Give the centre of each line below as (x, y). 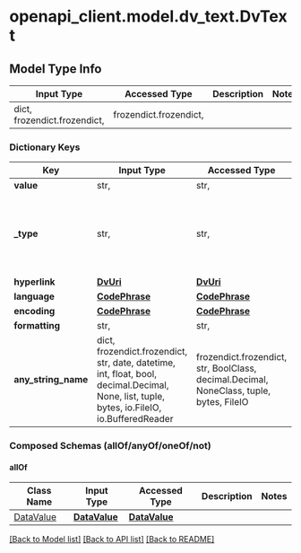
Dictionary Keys (45, 147)
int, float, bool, (127, 374)
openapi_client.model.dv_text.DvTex (149, 17)
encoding (34, 312)
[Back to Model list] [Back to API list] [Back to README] (112, 540)
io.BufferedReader (135, 419)
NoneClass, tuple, (233, 391)
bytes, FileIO (222, 402)
